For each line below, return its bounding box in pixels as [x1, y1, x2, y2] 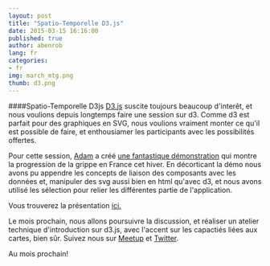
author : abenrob [8, 42, 63, 50]
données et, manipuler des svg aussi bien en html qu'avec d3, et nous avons [8, 176, 262, 186]
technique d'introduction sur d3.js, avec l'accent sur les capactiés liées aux [8, 224, 258, 234]
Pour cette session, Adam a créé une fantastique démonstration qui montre [8, 150, 257, 161]
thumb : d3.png [8, 79, 56, 87]
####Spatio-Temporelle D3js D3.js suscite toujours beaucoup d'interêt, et [8, 101, 253, 111]
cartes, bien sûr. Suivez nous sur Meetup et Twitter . [8, 233, 179, 243]
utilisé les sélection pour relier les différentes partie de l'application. [8, 185, 233, 194]
